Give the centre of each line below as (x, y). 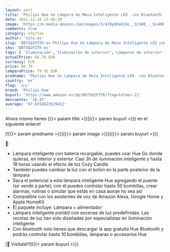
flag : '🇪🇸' (18, 85)
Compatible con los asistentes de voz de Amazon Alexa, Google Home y (88, 197)
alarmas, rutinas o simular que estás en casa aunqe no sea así (77, 191)
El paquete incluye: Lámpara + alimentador (57, 207)
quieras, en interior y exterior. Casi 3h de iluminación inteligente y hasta (87, 159)
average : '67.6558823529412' (36, 104)
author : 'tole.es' (25, 39)
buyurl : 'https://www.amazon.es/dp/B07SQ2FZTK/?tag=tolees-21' (73, 95)
